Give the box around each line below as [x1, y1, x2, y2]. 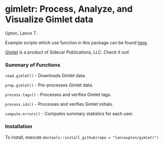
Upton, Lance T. [5, 30, 38, 36]
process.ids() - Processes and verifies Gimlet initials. [5, 101, 114, 107]
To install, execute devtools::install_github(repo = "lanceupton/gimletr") [5, 134, 159, 140]
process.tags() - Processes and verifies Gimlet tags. [5, 92, 112, 98]
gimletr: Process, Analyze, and [5, 3, 133, 15]
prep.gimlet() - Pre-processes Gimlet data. [5, 82, 93, 88]
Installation [5, 123, 33, 130]
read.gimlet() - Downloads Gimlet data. [5, 73, 87, 79]
